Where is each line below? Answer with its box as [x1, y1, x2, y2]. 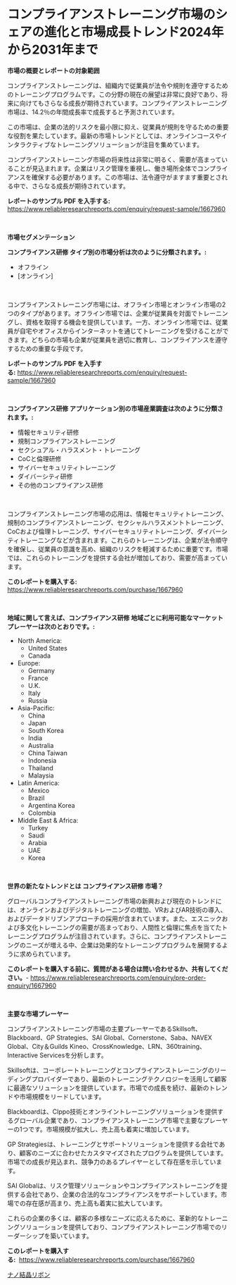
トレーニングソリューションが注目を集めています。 [55, 140, 204, 149]
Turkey [27, 823, 48, 832]
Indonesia [27, 756, 57, 765]
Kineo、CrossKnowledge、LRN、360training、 [69, 1042, 206, 1050]
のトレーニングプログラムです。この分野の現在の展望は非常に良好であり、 [7, 90, 222, 99]
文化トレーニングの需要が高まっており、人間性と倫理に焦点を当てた [25, 923, 222, 931]
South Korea [27, 726, 65, 734]
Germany [27, 666, 55, 675]
